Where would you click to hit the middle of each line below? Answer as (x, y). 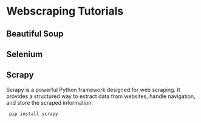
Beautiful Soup (35, 34)
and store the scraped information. (49, 102)
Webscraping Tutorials (65, 11)
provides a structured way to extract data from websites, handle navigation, (101, 96)
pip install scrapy (34, 114)
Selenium (25, 54)
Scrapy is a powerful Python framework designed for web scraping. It (93, 90)
